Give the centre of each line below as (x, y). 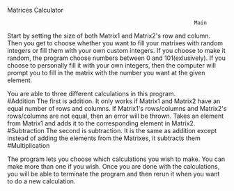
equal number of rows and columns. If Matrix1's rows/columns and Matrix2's (117, 108)
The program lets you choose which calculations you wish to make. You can (116, 159)
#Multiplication (29, 145)
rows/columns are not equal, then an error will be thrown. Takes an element (116, 116)
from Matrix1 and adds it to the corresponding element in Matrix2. (101, 123)
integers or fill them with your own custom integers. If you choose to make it (116, 51)
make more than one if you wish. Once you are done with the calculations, (114, 166)
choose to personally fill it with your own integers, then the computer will (111, 65)
